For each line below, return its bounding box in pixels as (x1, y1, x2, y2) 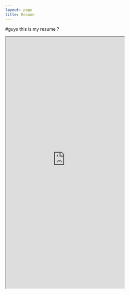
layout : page (5, 7, 33, 13)
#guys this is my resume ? (5, 26, 59, 32)
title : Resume (5, 12, 35, 17)
